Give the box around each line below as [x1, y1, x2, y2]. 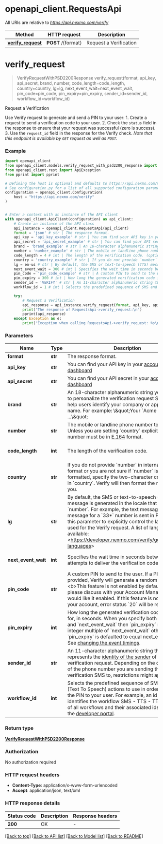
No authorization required [5, 759, 57, 765]
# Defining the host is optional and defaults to [5, 181, 108, 186]
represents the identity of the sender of [67, 653, 157, 660]
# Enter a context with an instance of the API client [5, 212, 118, 217]
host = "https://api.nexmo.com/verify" [14, 195, 95, 199]
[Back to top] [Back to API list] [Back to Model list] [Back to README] [5, 833, 143, 839]
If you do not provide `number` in [67, 462, 142, 469]
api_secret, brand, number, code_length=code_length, [16, 80, 125, 86]
